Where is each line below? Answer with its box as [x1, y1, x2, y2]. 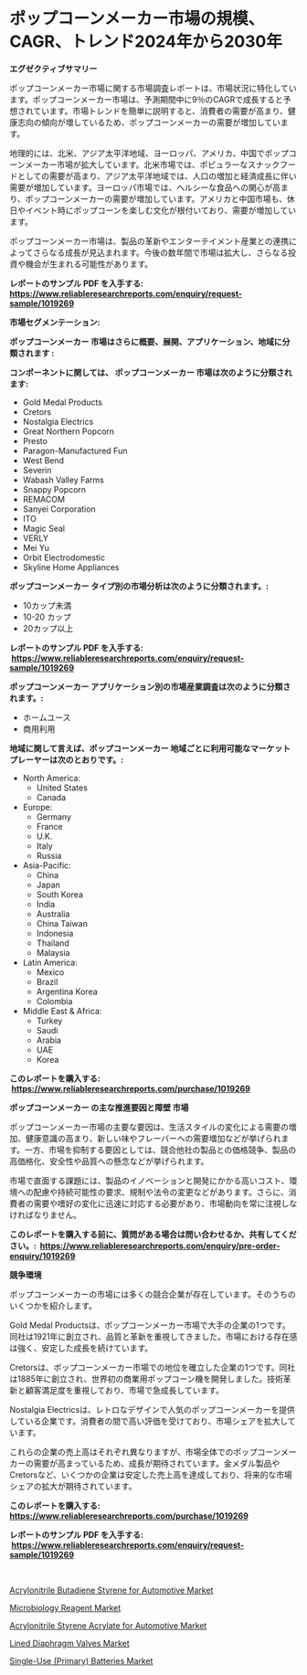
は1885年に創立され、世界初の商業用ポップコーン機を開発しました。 [9, 1373, 268, 1384]
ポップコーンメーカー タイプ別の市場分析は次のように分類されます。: [9, 580, 270, 591]
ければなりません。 [9, 1209, 82, 1220]
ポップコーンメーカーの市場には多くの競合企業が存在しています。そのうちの [9, 1288, 297, 1299]
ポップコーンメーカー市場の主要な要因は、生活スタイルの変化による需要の [9, 1121, 290, 1132]
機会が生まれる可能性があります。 [25, 258, 153, 270]
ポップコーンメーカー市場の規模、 [9, 8, 265, 29]
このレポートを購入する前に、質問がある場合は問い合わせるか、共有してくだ [9, 1228, 297, 1239]
